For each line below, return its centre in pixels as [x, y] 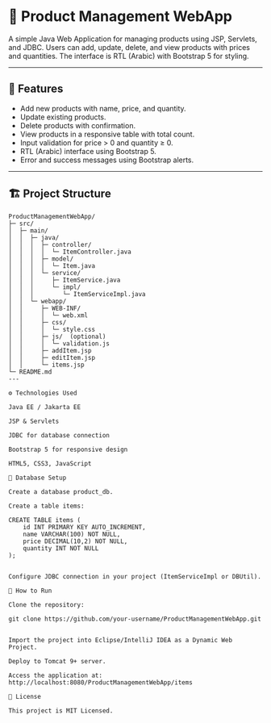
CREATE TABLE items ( [45, 520]
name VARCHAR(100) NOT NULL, [72, 534]
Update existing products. [63, 117]
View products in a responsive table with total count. [107, 134]
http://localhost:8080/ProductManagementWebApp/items [101, 682]
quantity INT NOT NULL [61, 548]
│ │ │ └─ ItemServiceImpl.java [77, 294]
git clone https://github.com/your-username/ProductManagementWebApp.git [135, 619]
